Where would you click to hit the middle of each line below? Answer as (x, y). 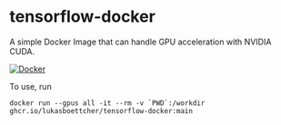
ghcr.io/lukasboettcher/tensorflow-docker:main (101, 111)
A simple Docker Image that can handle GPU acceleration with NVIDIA (140, 42)
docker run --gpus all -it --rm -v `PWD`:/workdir (107, 103)
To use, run (30, 86)
